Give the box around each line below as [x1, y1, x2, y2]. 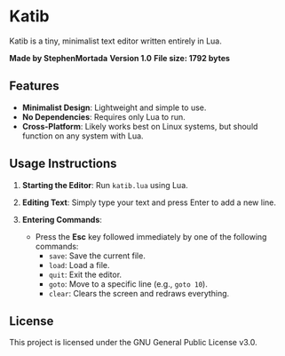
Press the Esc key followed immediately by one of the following [35, 231, 267, 241]
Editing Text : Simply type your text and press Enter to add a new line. [21, 197, 277, 208]
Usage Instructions [9, 156, 117, 171]
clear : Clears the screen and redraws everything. [48, 288, 230, 298]
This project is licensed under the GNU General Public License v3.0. [9, 337, 257, 348]
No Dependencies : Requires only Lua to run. [21, 111, 186, 122]
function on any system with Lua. [21, 131, 144, 141]
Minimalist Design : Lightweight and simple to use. [21, 102, 207, 113]
